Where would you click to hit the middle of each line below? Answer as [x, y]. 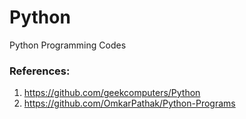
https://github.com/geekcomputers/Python [112, 93]
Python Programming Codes [68, 45]
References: [40, 71]
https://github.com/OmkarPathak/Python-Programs [129, 103]
